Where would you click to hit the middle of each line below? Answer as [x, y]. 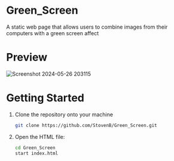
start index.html [36, 153]
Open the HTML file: [40, 137]
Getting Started [45, 98]
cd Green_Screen [35, 148]
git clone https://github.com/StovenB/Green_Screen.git [86, 125]
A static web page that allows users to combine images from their [87, 27]
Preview [27, 58]
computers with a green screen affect [53, 33]
